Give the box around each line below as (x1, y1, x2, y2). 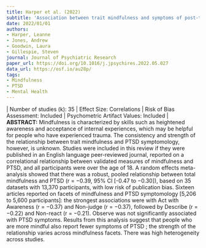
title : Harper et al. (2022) (6, 9, 81, 15)
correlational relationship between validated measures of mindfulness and (6, 157, 194, 165)
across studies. (6, 235, 45, 242)
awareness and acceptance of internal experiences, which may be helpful (6, 125, 193, 132)
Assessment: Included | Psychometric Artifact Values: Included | (6, 111, 169, 119)
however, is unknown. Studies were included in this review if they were (6, 145, 185, 152)
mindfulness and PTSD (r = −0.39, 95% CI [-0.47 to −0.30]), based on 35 (6, 177, 191, 184)
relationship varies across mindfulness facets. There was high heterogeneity (6, 229, 200, 236)
